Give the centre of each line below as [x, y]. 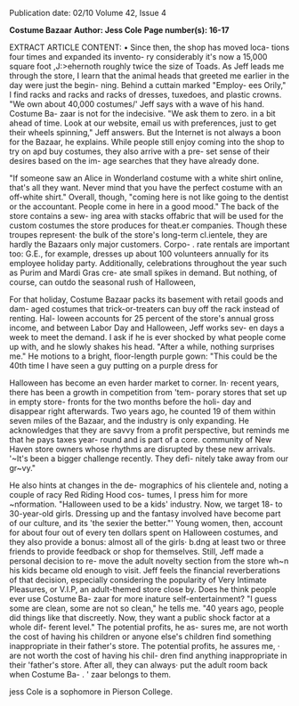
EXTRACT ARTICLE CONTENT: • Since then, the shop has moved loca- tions [149, 47]
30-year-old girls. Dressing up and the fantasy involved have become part [145, 514]
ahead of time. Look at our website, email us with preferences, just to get [143, 123]
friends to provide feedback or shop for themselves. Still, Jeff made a [137, 552]
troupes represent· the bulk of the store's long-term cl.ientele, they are [138, 235]
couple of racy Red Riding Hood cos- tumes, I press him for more [129, 495]
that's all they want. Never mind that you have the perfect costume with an [146, 187]
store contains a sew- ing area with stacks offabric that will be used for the [146, 216]
